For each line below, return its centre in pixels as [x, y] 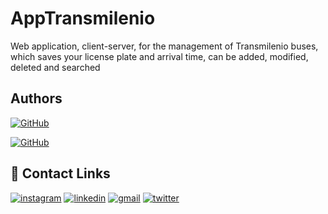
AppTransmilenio [83, 18]
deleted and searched [55, 67]
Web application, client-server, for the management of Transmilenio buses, [164, 46]
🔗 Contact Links [60, 173]
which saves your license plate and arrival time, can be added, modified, [159, 56]
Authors [36, 98]
